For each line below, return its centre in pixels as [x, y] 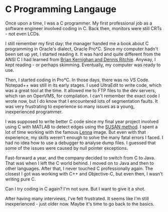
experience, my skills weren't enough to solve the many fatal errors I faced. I [84, 137]
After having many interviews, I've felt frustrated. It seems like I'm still [77, 198]
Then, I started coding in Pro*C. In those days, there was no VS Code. [77, 80]
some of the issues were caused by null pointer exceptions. [67, 148]
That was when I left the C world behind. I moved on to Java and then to [79, 163]
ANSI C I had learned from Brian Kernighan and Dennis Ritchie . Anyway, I [80, 59]
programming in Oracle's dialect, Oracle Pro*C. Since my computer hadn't [82, 49]
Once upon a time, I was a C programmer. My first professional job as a [79, 23]
